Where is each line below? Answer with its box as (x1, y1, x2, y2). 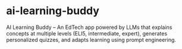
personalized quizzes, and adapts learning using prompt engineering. (6, 36, 177, 43)
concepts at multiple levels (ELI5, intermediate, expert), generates (6, 30, 168, 37)
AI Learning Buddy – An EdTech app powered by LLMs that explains (6, 24, 172, 31)
